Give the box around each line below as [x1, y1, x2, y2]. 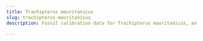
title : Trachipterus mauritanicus [6, 8, 94, 15]
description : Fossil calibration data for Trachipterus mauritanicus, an [6, 20, 198, 26]
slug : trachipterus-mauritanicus [6, 14, 91, 20]
